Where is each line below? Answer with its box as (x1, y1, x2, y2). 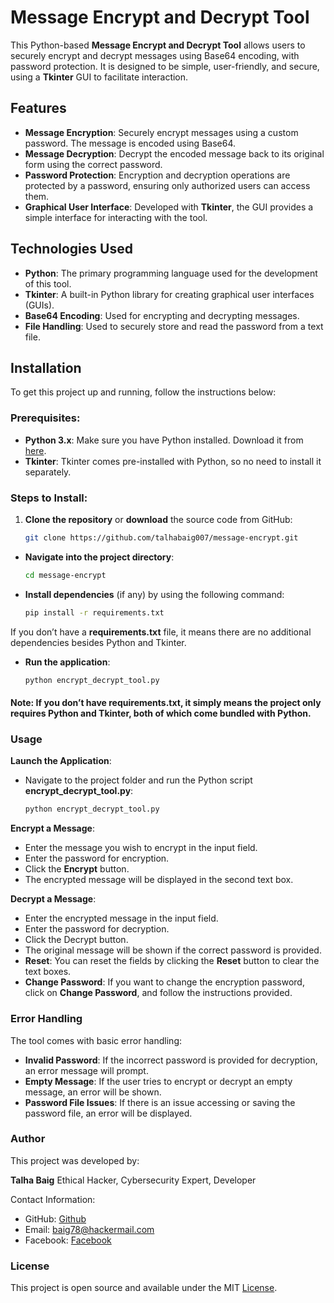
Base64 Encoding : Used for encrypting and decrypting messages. (24, 309, 300, 321)
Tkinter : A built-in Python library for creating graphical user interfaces (24, 288, 315, 300)
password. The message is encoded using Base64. (24, 137, 236, 149)
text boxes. (24, 966, 72, 978)
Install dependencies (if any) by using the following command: (24, 588, 285, 600)
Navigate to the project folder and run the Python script (24, 774, 253, 786)
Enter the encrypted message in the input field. (24, 912, 219, 925)
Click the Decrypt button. (24, 934, 129, 946)
